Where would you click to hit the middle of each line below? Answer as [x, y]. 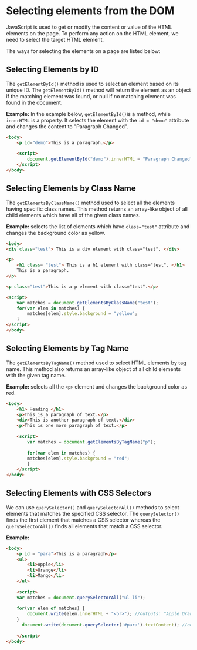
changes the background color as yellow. [56, 233]
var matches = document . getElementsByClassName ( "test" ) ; [88, 303]
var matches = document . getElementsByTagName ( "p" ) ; [92, 442]
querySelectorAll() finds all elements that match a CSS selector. [84, 526]
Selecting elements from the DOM [90, 11]
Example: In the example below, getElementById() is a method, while [89, 114]
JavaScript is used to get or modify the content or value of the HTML [89, 27]
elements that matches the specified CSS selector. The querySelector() [93, 513]
